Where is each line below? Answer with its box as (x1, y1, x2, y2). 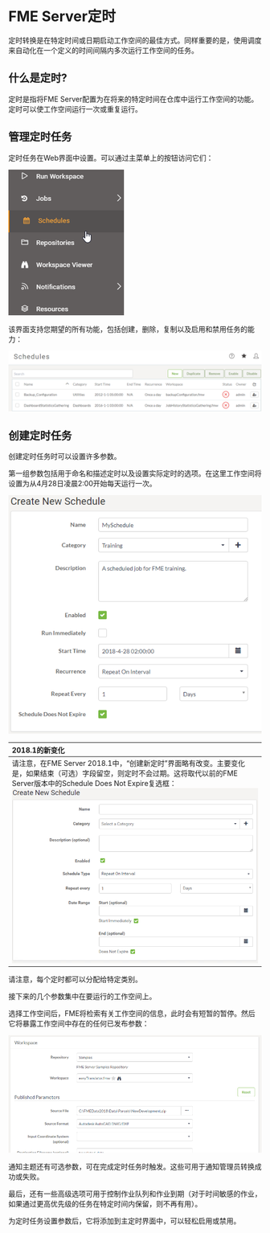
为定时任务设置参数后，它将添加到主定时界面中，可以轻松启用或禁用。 (8, 1216, 241, 1226)
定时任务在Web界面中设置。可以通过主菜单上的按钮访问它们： (8, 153, 214, 162)
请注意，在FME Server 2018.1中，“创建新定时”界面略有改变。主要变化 (11, 759, 245, 768)
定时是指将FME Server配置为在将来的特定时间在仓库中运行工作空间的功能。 (8, 94, 259, 104)
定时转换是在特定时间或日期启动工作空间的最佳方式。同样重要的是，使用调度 (8, 35, 262, 45)
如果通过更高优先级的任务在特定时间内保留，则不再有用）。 (8, 1199, 202, 1209)
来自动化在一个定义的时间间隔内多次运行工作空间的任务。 (8, 45, 198, 55)
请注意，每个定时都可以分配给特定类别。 (8, 974, 142, 985)
